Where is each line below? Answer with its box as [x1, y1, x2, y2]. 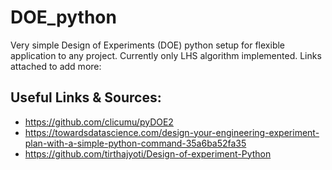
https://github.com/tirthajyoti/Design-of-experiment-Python [24, 147, 272, 160]
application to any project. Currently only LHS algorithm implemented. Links [10, 49, 322, 61]
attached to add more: [10, 60, 102, 72]
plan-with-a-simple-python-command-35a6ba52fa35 [24, 137, 247, 149]
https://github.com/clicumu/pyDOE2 [24, 116, 174, 128]
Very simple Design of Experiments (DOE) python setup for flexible [10, 39, 286, 51]
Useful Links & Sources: [10, 89, 162, 106]
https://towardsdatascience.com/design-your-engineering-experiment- [24, 126, 320, 138]
